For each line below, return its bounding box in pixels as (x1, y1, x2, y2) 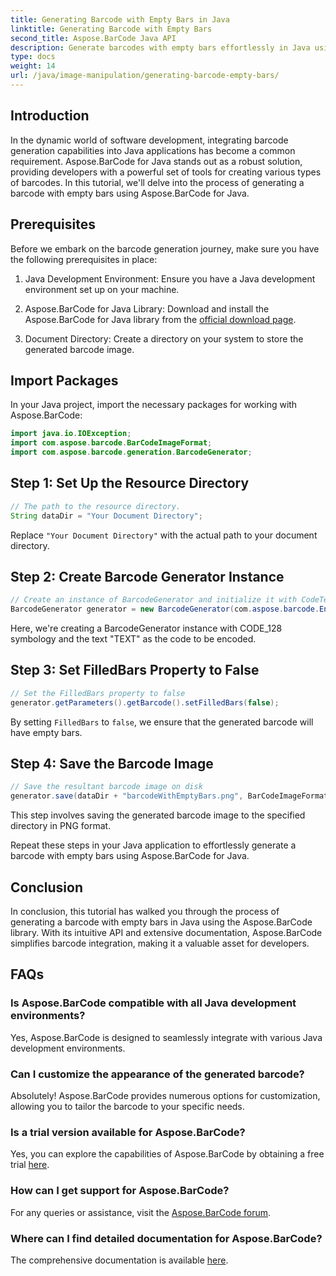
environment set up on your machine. (24, 283, 180, 295)
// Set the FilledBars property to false (10, 688, 186, 698)
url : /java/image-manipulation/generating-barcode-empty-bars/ (10, 71, 280, 81)
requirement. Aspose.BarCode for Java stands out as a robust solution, (10, 155, 303, 167)
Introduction (10, 107, 90, 125)
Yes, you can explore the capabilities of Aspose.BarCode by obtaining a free (10, 1148, 325, 1160)
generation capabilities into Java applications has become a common (10, 144, 296, 156)
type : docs (10, 52, 56, 62)
